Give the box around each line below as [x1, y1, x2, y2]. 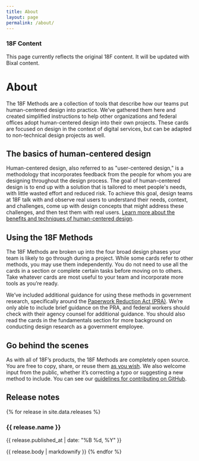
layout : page [6, 14, 39, 20]
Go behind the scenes [6, 340, 89, 350]
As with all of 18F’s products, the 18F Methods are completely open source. [6, 356, 190, 363]
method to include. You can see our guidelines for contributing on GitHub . [6, 375, 187, 382]
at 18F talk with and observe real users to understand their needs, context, [6, 196, 188, 203]
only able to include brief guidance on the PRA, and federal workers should [6, 304, 190, 312]
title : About [6, 8, 39, 15]
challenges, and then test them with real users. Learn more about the [6, 209, 175, 216]
